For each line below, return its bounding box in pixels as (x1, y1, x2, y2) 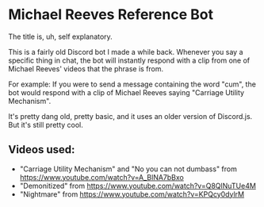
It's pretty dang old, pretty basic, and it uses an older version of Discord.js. (8, 111, 253, 121)
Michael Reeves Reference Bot (8, 6, 214, 24)
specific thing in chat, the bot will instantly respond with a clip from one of (8, 56, 251, 65)
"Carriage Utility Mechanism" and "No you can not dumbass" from (19, 164, 238, 174)
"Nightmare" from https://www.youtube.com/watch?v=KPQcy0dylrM (19, 189, 244, 199)
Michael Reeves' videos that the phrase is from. (8, 63, 164, 73)
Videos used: (8, 143, 75, 156)
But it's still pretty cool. (8, 120, 83, 129)
